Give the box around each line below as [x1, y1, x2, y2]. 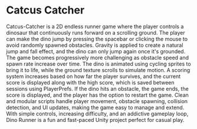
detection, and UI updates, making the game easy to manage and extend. [6, 104, 185, 111]
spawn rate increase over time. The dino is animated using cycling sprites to [6, 60, 191, 67]
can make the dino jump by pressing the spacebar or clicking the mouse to [6, 35, 188, 42]
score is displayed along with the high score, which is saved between [6, 79, 175, 86]
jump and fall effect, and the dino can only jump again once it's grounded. [6, 47, 186, 55]
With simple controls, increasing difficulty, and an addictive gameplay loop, [6, 110, 189, 117]
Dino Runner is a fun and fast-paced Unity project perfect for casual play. [6, 116, 185, 123]
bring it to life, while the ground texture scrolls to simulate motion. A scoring [6, 66, 191, 73]
